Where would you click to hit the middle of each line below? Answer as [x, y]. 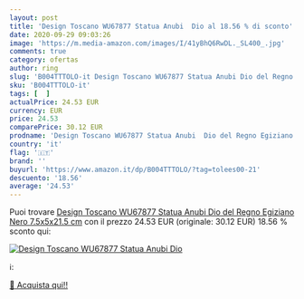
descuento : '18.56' [46, 178]
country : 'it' [36, 144]
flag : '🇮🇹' [32, 152]
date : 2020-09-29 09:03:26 [60, 34]
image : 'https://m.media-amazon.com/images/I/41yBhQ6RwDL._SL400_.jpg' [147, 43]
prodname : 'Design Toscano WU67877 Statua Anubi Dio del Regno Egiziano [152, 136]
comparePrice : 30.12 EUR [56, 128]
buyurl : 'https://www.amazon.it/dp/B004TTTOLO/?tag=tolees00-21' [135, 169]
